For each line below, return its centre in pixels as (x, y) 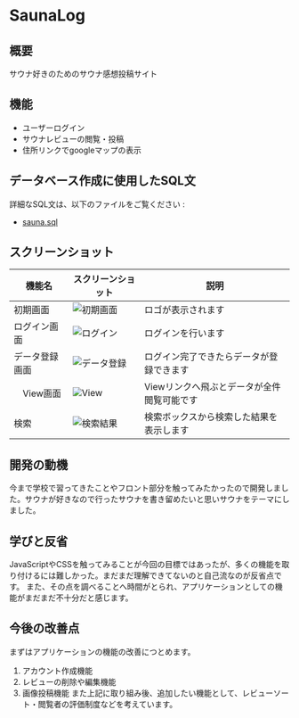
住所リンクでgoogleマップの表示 (82, 150)
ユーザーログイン (53, 128)
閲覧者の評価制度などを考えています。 (108, 704)
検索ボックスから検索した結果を (211, 417)
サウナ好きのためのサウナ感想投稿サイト (83, 74)
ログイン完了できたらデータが (206, 357)
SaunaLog (48, 16)
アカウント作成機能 (57, 671)
